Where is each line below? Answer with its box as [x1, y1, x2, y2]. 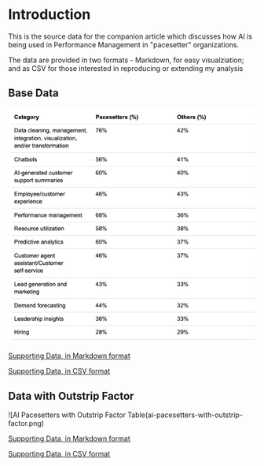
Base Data [8, 87, 59, 100]
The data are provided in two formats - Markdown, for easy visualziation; [8, 55, 244, 65]
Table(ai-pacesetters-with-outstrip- [126, 410, 244, 419]
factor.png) [8, 419, 45, 428]
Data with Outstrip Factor [8, 389, 134, 403]
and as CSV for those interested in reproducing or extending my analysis [8, 63, 244, 73]
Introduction [8, 6, 91, 24]
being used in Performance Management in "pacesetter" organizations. [8, 39, 240, 49]
